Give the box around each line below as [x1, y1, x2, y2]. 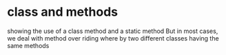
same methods [7, 41, 50, 49]
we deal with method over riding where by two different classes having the [7, 34, 219, 42]
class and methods [7, 4, 119, 20]
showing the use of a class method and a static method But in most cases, [7, 27, 218, 35]
